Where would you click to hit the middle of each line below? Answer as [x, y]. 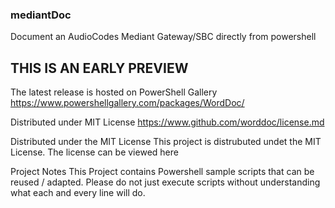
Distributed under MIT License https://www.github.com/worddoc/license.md [167, 122]
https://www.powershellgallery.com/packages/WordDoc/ [127, 103]
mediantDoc [41, 15]
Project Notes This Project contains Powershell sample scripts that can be [162, 172]
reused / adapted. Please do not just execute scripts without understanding [165, 182]
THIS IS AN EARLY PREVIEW [99, 68]
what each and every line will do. [78, 193]
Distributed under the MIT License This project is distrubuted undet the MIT [166, 142]
